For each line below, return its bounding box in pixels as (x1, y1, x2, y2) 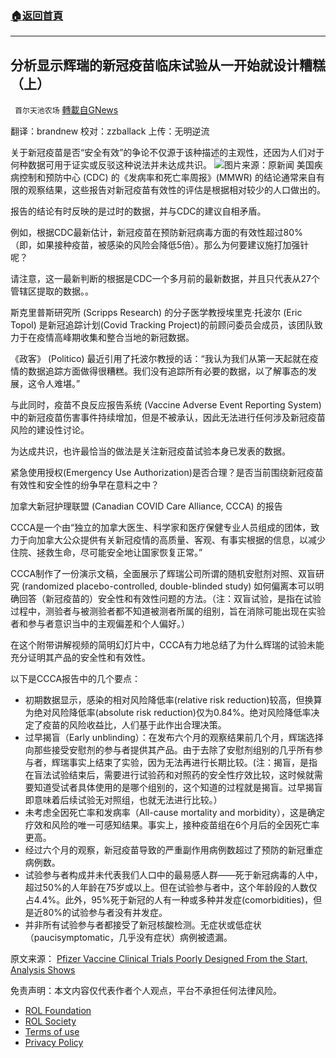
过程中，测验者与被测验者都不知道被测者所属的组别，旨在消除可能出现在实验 (10, 605, 326, 617)
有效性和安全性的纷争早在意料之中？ (10, 479, 160, 491)
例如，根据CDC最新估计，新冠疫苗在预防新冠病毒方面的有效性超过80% (10, 227, 303, 239)
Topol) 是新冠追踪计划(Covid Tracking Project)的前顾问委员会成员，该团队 (10, 319, 315, 331)
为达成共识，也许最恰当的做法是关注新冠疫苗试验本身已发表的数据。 (10, 445, 291, 457)
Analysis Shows (10, 964, 76, 976)
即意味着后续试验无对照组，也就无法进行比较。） (24, 794, 223, 806)
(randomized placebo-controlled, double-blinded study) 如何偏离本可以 (21, 580, 316, 592)
